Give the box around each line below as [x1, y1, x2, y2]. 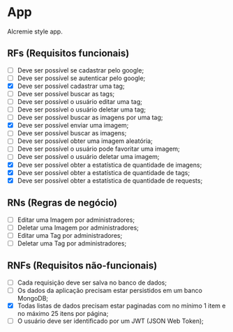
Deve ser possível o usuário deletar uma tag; [17, 105, 146, 114]
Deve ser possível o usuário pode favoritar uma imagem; [17, 144, 180, 153]
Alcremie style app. [7, 27, 63, 36]
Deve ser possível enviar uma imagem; [17, 121, 129, 130]
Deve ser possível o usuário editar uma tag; [17, 98, 143, 105]
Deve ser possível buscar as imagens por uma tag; [17, 113, 163, 122]
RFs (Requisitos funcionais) [7, 47, 130, 59]
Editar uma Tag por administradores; [17, 231, 123, 239]
